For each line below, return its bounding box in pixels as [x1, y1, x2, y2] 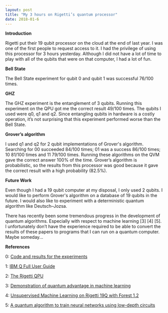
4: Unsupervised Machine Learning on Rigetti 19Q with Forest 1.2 [5, 292, 139, 298]
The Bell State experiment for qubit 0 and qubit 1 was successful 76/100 [5, 76, 154, 82]
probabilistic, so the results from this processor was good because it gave [5, 163, 158, 169]
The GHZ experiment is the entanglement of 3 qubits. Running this [5, 100, 142, 106]
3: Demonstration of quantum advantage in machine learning [5, 283, 131, 289]
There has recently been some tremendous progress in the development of [5, 213, 160, 219]
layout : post [5, 7, 33, 13]
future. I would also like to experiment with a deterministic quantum [5, 198, 144, 204]
